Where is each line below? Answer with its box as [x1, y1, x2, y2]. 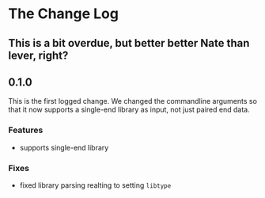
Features [8, 124, 44, 135]
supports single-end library [19, 143, 109, 152]
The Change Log [8, 5, 119, 23]
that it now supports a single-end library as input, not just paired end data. [8, 105, 251, 115]
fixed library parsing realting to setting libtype [19, 180, 172, 190]
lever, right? [8, 48, 69, 62]
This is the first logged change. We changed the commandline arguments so [8, 97, 257, 106]
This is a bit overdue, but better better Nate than [8, 36, 250, 50]
